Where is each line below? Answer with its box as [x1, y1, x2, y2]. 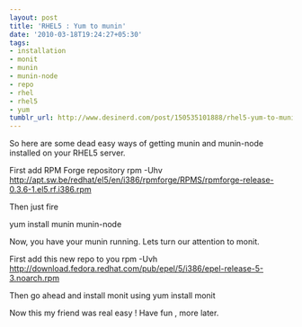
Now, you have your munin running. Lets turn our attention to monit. [9, 236, 261, 247]
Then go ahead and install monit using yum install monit [9, 290, 216, 301]
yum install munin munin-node [9, 219, 122, 230]
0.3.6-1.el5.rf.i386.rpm [9, 184, 92, 195]
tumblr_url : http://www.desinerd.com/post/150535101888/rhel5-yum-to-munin [9, 113, 299, 122]
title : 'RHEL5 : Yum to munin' [9, 22, 127, 31]
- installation [9, 47, 67, 56]
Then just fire [9, 201, 59, 212]
